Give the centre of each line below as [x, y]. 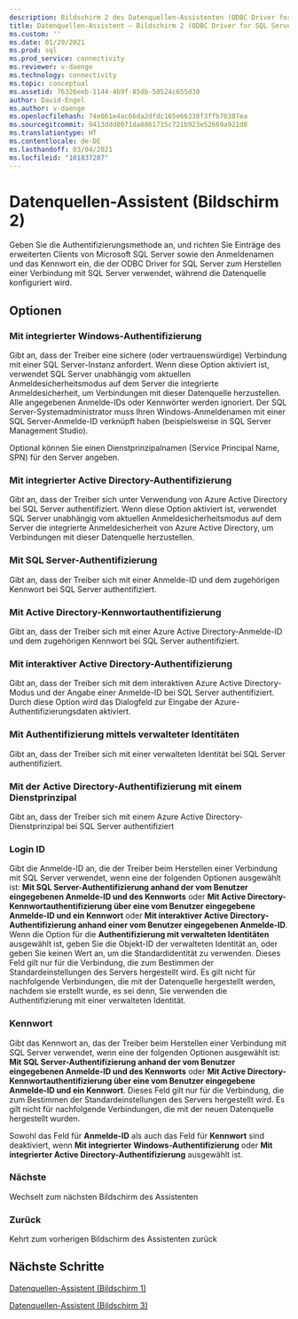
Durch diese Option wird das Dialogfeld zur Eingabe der [111, 702]
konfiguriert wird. [41, 283]
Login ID [27, 849]
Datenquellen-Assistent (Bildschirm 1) [78, 1288]
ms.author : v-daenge [47, 108]
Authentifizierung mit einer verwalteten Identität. [98, 1000]
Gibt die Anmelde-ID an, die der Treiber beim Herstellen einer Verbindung [143, 869]
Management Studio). [49, 430]
